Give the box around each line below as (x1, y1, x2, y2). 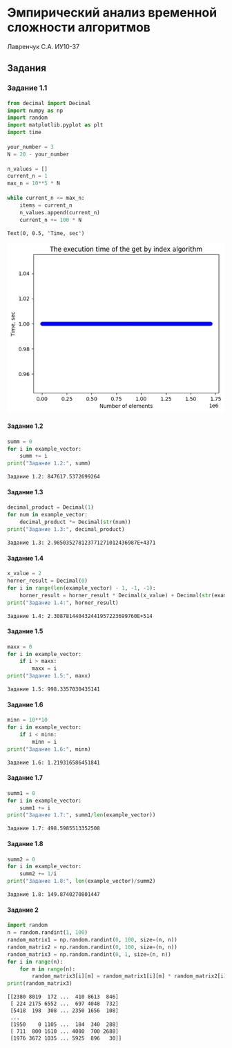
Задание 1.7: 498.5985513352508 (7, 825, 100, 832)
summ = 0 (7, 438, 32, 445)
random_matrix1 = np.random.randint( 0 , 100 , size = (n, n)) (7, 937, 177, 944)
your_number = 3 (7, 143, 54, 150)
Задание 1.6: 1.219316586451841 (7, 759, 100, 766)
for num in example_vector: (7, 512, 88, 518)
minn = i (32, 738, 57, 745)
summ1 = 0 (7, 789, 36, 796)
